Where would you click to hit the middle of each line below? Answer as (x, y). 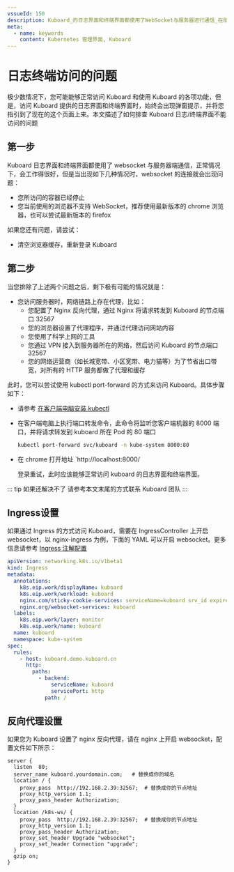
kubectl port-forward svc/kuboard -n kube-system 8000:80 (103, 445)
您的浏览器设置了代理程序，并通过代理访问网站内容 (101, 328)
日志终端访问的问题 (62, 76)
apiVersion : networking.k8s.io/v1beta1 (65, 562)
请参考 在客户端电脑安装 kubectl (63, 408)
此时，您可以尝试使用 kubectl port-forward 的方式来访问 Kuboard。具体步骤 (116, 385)
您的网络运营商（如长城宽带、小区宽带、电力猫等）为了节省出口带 (122, 361)
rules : (23, 652)
